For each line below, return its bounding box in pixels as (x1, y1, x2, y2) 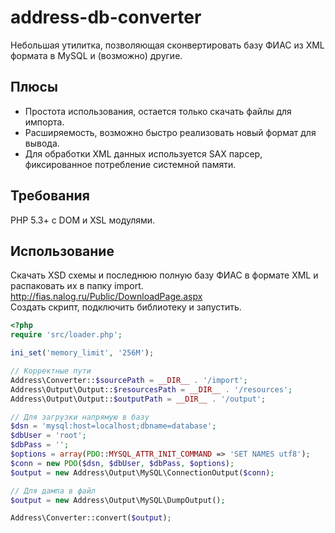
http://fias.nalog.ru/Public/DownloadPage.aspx (10, 291, 203, 303)
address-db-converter (10, 6, 202, 29)
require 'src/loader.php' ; (10, 330, 123, 340)
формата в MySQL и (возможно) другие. (10, 49, 183, 61)
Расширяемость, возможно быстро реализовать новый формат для (24, 126, 317, 138)
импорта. (24, 116, 65, 128)
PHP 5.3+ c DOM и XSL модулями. (10, 214, 156, 226)
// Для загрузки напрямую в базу (10, 412, 150, 422)
